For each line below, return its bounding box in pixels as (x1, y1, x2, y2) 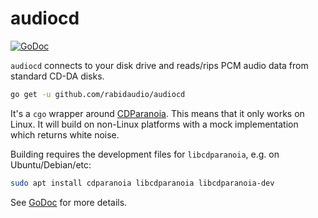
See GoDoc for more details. (10, 196, 128, 208)
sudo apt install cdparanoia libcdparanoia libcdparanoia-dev (10, 178, 275, 188)
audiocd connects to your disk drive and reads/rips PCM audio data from (10, 59, 309, 71)
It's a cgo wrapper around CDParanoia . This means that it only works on (10, 107, 305, 119)
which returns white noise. (10, 128, 120, 141)
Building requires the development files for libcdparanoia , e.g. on (10, 148, 280, 160)
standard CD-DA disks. (10, 70, 105, 82)
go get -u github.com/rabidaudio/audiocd (10, 89, 186, 99)
